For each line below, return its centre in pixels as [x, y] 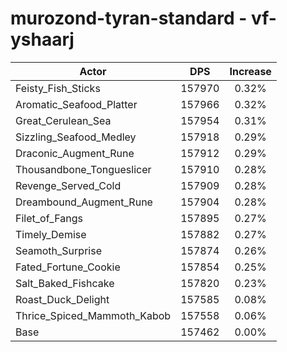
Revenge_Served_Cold [68, 185]
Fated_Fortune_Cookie [68, 267]
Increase [250, 71]
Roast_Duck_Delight [62, 299]
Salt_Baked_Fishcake [65, 283]
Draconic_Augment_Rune [75, 153]
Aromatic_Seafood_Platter [76, 104]
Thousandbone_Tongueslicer [83, 169]
